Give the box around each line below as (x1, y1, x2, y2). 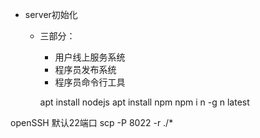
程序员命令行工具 (54, 76, 126, 88)
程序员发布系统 (54, 64, 117, 75)
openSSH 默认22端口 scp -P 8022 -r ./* (10, 117, 174, 128)
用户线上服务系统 (54, 51, 126, 63)
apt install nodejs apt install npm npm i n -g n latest (39, 96, 250, 108)
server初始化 (24, 9, 78, 20)
